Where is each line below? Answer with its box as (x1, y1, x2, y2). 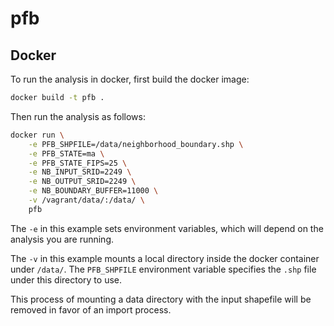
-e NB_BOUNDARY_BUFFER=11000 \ (28, 186, 159, 196)
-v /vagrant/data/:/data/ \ (28, 195, 145, 205)
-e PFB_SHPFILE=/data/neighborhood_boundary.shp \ (28, 139, 244, 149)
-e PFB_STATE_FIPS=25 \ (28, 158, 128, 168)
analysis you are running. (10, 233, 115, 245)
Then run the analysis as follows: (10, 110, 146, 122)
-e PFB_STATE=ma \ (28, 148, 105, 159)
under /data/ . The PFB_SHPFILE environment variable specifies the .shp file (10, 263, 317, 275)
